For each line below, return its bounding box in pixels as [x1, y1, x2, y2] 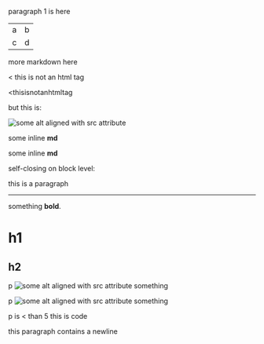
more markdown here [8, 57, 78, 66]
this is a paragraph [8, 179, 69, 188]
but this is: [8, 103, 42, 112]
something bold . [8, 202, 61, 210]
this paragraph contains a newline [8, 327, 118, 336]
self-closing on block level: [8, 164, 96, 173]
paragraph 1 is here [8, 7, 71, 16]
